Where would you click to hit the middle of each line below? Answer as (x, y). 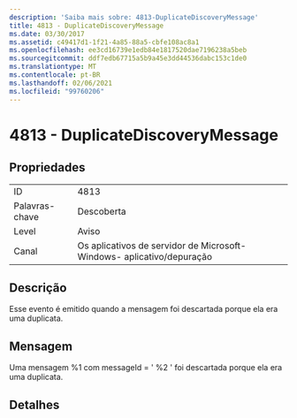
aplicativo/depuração (168, 256)
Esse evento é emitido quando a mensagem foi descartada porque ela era (144, 309)
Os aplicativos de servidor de (138, 246)
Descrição (38, 288)
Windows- (99, 256)
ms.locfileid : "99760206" (57, 91)
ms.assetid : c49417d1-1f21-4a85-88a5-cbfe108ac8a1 (104, 42)
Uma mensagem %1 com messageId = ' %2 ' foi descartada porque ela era (146, 368)
